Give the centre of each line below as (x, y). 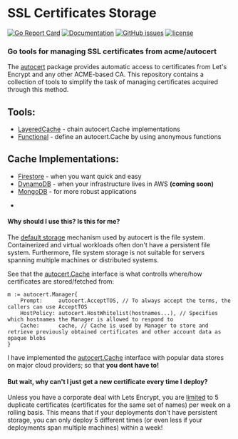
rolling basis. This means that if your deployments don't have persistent (112, 413)
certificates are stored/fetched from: (61, 282)
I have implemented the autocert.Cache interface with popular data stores (116, 358)
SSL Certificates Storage (82, 13)
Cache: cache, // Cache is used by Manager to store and (114, 326)
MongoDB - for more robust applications (77, 191)
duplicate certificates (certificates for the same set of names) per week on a (119, 405)
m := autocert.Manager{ (43, 295)
